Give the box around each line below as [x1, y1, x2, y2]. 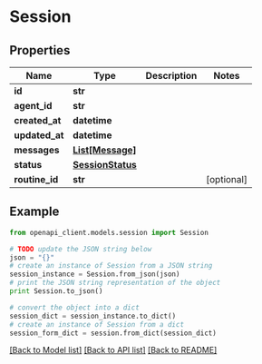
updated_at [14, 129, 64, 142]
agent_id [14, 100, 53, 112]
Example [9, 204, 60, 220]
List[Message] [72, 143, 137, 156]
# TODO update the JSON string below [9, 244, 152, 253]
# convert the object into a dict [9, 302, 141, 312]
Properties [9, 43, 71, 58]
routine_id [14, 173, 59, 185]
